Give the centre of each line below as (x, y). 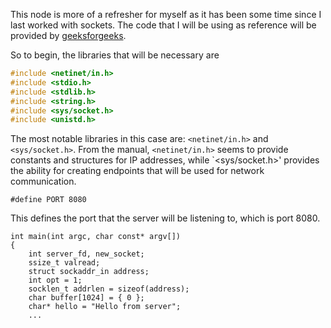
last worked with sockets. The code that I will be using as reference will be (163, 25)
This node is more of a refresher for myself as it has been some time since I (166, 14)
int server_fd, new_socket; (86, 254)
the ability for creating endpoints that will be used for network (137, 171)
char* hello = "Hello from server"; (105, 307)
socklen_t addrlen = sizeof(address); (109, 289)
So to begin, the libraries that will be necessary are (115, 55)
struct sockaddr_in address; (89, 272)
